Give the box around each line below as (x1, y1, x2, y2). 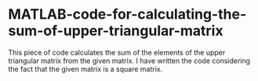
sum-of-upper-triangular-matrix (8, 22, 223, 40)
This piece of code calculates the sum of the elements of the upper (8, 48, 226, 57)
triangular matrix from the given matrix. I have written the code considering (8, 56, 251, 65)
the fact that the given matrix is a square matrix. (8, 64, 163, 73)
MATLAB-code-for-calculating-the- (8, 5, 247, 23)
